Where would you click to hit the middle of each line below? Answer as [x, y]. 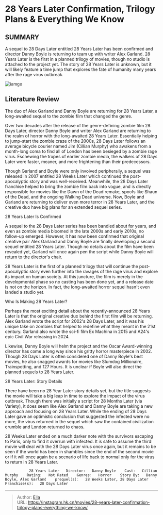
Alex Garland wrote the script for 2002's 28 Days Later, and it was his [74, 321]
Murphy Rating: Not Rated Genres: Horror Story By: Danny [81, 475]
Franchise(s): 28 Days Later [37, 483]
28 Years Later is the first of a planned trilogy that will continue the [72, 266]
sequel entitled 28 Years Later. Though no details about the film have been [80, 247]
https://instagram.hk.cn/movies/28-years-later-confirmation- [89, 502]
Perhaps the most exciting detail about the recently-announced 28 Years [78, 311]
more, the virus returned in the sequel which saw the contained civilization [79, 421]
